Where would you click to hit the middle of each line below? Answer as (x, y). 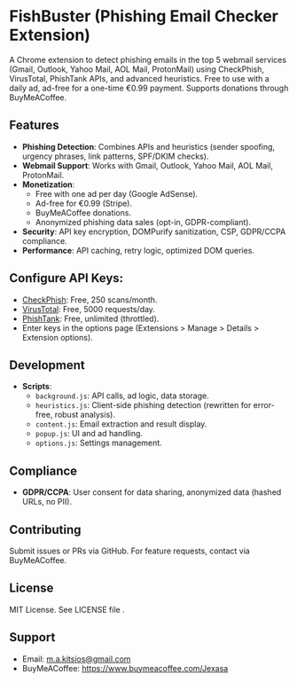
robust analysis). (85, 415)
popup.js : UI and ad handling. (89, 434)
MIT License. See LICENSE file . (67, 609)
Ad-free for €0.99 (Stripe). (84, 203)
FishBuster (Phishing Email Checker (144, 16)
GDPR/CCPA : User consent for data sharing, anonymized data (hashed (152, 492)
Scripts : (37, 387)
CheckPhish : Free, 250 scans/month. (90, 300)
